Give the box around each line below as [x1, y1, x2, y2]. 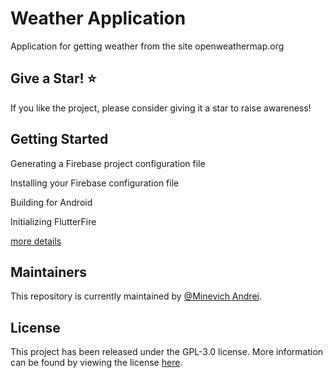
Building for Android [10, 196, 93, 208]
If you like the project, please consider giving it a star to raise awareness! [10, 102, 312, 114]
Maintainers [10, 263, 88, 281]
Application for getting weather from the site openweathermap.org [10, 40, 285, 52]
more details [10, 235, 62, 247]
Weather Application [10, 7, 187, 30]
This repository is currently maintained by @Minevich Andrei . [10, 290, 262, 302]
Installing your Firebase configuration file [10, 177, 180, 189]
